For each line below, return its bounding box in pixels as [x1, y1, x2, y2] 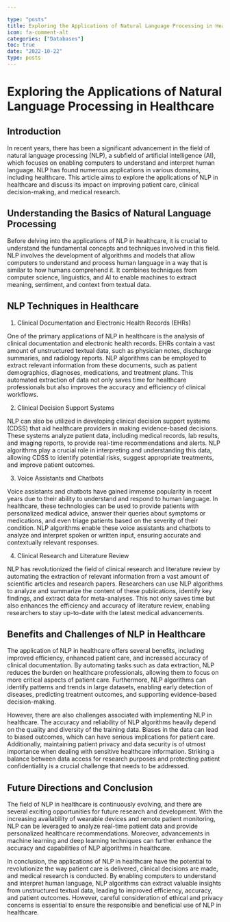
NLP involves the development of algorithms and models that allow [7, 251, 196, 260]
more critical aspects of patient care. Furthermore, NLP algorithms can [7, 676, 207, 684]
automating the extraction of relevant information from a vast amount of [7, 572, 209, 580]
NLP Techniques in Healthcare [7, 300, 139, 312]
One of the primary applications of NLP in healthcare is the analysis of [7, 332, 205, 340]
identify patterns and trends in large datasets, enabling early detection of [7, 683, 214, 691]
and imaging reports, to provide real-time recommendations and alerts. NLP [7, 439, 220, 447]
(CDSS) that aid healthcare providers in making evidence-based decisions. [7, 424, 218, 433]
